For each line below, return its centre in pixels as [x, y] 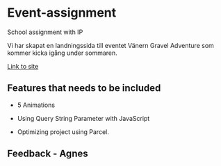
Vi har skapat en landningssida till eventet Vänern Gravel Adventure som [110, 45]
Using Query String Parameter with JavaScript [83, 118]
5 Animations [36, 105]
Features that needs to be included [84, 88]
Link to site [23, 66]
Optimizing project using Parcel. [63, 132]
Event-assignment [62, 13]
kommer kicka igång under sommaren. [63, 53]
